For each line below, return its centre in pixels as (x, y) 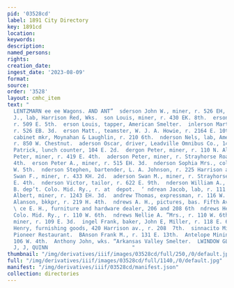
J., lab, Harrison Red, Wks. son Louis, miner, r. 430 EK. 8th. (110, 117)
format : (18, 79)
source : (18, 85)
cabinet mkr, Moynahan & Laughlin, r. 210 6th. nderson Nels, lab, (115, 137)
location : (22, 33)
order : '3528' (28, 92)
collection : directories (43, 273)
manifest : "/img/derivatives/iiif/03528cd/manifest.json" (93, 267)
